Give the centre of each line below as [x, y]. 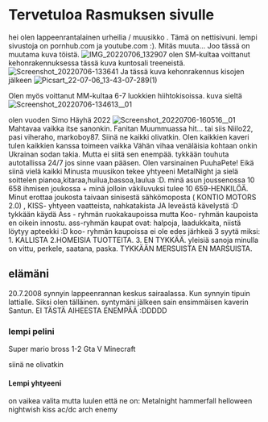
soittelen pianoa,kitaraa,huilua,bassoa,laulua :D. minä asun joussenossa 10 [132, 180]
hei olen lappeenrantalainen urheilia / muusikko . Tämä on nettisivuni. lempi [133, 37]
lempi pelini [31, 331]
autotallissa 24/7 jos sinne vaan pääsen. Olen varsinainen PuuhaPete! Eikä [131, 162]
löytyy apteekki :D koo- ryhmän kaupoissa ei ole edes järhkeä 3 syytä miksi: [134, 231]
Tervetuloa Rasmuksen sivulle [111, 15]
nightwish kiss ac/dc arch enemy [63, 410]
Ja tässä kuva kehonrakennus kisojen [182, 71]
